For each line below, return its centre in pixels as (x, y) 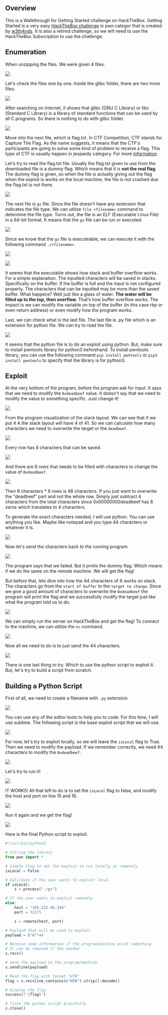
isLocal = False (22, 871)
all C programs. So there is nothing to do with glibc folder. (65, 118)
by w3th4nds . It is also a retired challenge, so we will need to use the (76, 31)
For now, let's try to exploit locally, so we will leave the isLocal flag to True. (83, 742)
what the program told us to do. (38, 602)
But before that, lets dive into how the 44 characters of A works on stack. (81, 581)
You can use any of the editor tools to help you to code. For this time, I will (82, 717)
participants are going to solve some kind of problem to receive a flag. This (83, 148)
